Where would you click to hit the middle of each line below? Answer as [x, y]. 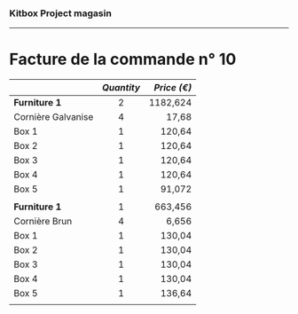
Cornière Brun [43, 222]
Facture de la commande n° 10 [123, 59]
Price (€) [173, 88]
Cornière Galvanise [54, 117]
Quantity [121, 88]
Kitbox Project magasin [61, 13]
